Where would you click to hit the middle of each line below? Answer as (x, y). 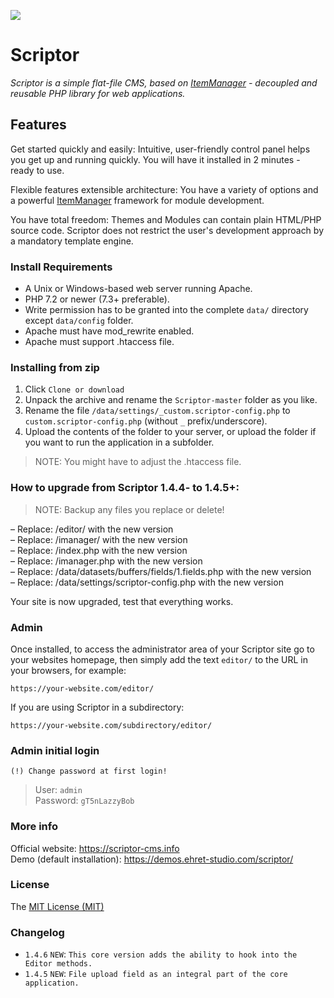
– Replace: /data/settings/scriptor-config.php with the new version (147, 582)
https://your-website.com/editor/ (82, 688)
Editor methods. (58, 964)
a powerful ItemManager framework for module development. (137, 200)
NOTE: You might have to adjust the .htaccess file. (138, 462)
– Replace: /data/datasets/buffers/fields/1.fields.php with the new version (161, 571)
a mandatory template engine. (72, 241)
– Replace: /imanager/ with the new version (99, 539)
